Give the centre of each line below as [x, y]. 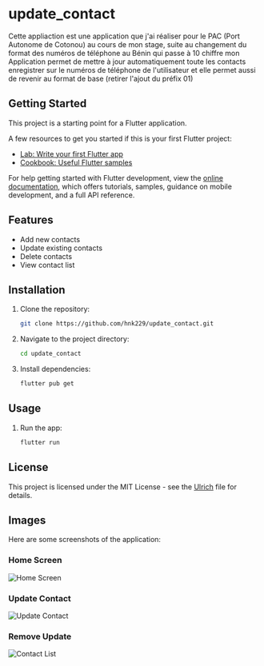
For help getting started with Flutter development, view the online [116, 177]
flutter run [40, 442]
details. [20, 495]
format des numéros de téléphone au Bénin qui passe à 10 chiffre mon [124, 53]
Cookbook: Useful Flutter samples [76, 162]
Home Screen [35, 560]
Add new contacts [50, 239]
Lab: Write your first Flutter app [72, 154]
